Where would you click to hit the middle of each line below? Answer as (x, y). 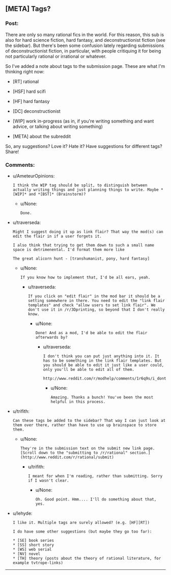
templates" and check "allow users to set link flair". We (92, 305)
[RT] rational (26, 81)
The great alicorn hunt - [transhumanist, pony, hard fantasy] (81, 258)
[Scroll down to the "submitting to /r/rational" (74, 453)
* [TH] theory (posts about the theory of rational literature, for (87, 558)
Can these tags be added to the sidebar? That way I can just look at (89, 420)
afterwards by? (51, 337)
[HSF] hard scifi (29, 91)
